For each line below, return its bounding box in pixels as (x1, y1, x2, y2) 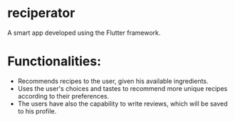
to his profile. (17, 106, 57, 115)
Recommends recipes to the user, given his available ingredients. (17, 77, 209, 85)
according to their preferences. (17, 91, 109, 100)
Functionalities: (7, 53, 102, 70)
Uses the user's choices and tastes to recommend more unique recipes (17, 84, 228, 93)
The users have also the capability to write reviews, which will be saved (17, 99, 228, 108)
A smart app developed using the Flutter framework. (7, 28, 161, 37)
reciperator (7, 5, 75, 21)
